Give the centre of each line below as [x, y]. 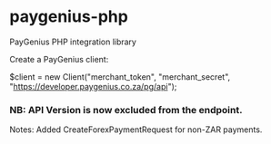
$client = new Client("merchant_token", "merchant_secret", [120, 77]
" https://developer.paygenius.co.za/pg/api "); [93, 86]
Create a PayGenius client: [59, 59]
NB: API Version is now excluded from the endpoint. [126, 110]
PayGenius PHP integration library [73, 42]
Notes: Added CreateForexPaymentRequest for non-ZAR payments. [136, 130]
